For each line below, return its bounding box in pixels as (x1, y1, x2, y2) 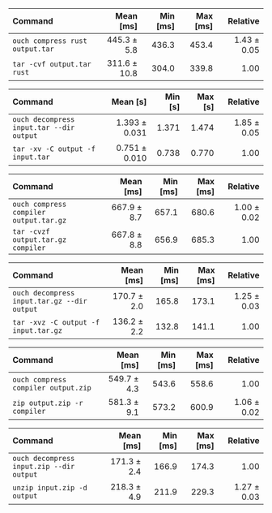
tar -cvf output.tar (12, 60, 91, 68)
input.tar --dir (12, 123, 75, 132)
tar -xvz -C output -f (12, 318, 100, 327)
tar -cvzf (12, 227, 50, 236)
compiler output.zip (12, 383, 91, 392)
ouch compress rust (12, 37, 87, 45)
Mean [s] (111, 97, 147, 107)
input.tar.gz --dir (12, 296, 87, 305)
